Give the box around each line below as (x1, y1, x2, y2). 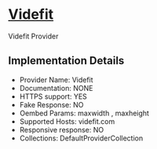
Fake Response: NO (19, 100, 84, 109)
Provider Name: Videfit (19, 74, 93, 84)
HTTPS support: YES (19, 92, 88, 101)
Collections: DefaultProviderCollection (19, 133, 144, 143)
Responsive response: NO (19, 125, 104, 134)
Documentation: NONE (19, 83, 93, 93)
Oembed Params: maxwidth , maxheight (19, 108, 149, 118)
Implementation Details (8, 54, 125, 67)
